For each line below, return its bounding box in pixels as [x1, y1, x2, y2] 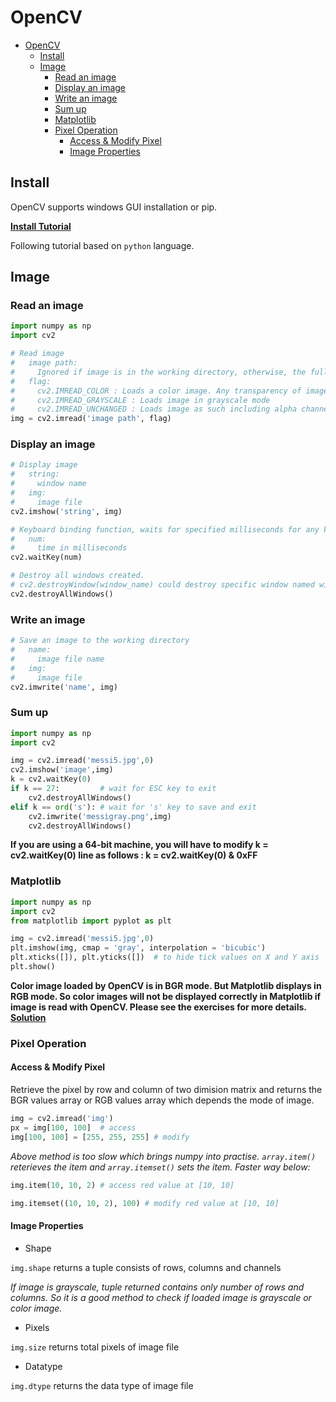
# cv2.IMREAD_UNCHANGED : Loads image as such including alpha [10, 404, 298, 415]
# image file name [10, 654, 105, 664]
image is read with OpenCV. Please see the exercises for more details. [10, 1001, 307, 1013]
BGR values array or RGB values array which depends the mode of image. [10, 1094, 315, 1106]
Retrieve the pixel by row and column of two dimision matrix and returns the [10, 1084, 323, 1095]
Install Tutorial [10, 220, 72, 232]
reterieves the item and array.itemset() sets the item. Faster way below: [10, 1161, 311, 1173]
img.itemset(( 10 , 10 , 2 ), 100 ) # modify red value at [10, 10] [10, 1198, 280, 1208]
